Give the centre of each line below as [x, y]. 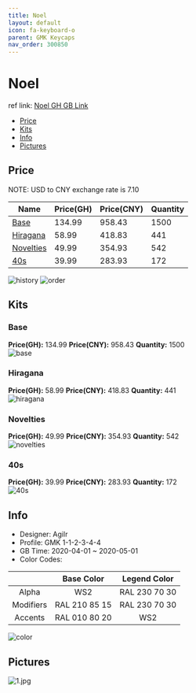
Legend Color [148, 579]
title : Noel [27, 15]
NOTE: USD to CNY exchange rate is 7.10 [74, 189]
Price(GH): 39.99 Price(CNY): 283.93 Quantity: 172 [93, 482]
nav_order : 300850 [38, 45]
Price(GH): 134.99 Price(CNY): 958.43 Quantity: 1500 [96, 344]
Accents [30, 617]
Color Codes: [41, 559]
